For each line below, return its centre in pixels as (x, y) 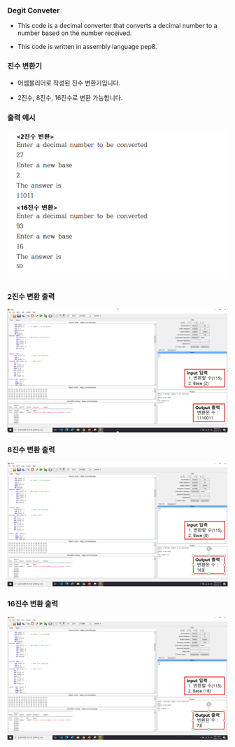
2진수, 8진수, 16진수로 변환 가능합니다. (70, 97)
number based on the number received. (74, 33)
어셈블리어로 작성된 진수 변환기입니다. (69, 83)
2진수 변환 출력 (31, 296)
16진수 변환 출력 (33, 604)
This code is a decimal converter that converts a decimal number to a (117, 26)
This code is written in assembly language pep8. (87, 47)
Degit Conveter (34, 11)
